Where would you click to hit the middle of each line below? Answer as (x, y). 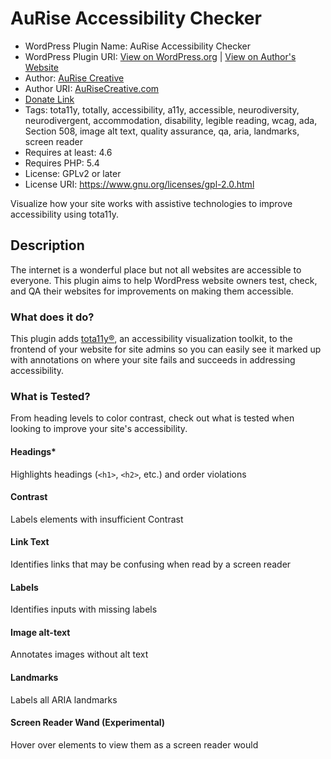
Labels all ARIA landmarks (64, 699)
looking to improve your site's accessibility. (99, 429)
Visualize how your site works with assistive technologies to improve (151, 203)
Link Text (30, 542)
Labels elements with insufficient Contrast (97, 519)
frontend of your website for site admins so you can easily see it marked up (166, 349)
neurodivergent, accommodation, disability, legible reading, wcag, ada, (171, 120)
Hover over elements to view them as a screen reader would (134, 744)
